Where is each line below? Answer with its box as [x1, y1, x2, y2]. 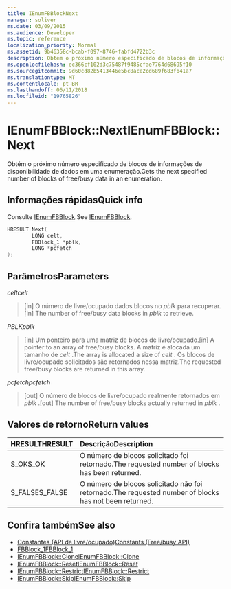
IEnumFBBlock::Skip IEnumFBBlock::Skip [16, 574, 131, 582]
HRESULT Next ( [7, 226, 48, 233]
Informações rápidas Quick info [7, 194, 143, 206]
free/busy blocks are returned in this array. [23, 365, 146, 373]
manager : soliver [7, 16, 57, 23]
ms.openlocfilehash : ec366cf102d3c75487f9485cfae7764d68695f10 [7, 61, 192, 68]
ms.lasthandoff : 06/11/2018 [7, 86, 88, 93]
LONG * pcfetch [32, 245, 72, 252]
